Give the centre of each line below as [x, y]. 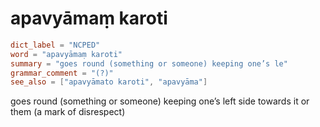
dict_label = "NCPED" [55, 45]
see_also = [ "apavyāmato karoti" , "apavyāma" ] [109, 82]
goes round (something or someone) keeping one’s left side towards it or [160, 101]
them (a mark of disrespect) [68, 112]
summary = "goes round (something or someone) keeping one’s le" [149, 63]
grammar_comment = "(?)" [62, 73]
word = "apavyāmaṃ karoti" [66, 54]
